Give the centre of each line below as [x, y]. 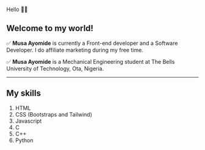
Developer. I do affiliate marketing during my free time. [75, 50]
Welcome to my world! [50, 28]
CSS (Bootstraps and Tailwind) [54, 114]
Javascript [28, 121]
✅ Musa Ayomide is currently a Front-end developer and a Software [92, 43]
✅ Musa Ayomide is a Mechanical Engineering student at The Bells [91, 61]
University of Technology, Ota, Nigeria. [55, 68]
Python [24, 140]
